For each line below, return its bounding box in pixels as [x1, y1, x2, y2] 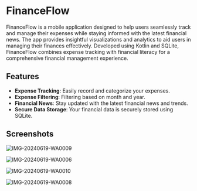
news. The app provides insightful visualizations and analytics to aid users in [6, 36, 191, 43]
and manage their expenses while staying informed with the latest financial [6, 29, 187, 36]
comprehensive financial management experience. [6, 54, 129, 62]
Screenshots [6, 129, 54, 139]
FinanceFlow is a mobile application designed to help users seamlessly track [6, 23, 191, 30]
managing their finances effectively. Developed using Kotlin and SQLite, [6, 42, 179, 49]
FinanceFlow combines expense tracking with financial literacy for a [6, 48, 170, 55]
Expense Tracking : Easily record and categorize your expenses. [14, 87, 170, 94]
